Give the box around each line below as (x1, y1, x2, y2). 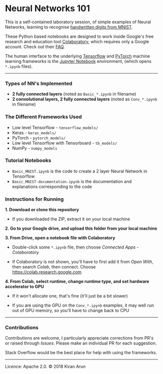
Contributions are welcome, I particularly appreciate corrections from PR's (5, 335, 154, 341)
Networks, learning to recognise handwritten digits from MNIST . (5, 24, 133, 30)
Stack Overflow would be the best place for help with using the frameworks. (5, 350, 157, 356)
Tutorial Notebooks (5, 157, 51, 164)
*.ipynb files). (5, 63, 33, 69)
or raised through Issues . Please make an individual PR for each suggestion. (5, 340, 157, 346)
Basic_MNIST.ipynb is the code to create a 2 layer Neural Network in (12, 168, 147, 174)
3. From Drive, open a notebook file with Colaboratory (5, 235, 115, 241)
